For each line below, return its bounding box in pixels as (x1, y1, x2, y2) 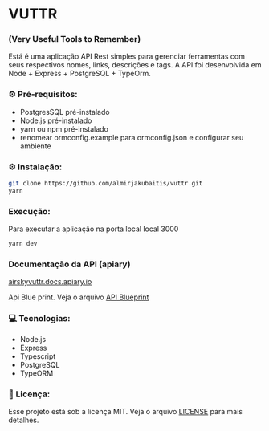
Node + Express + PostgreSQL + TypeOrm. (8, 69, 151, 79)
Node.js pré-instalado (19, 116, 92, 125)
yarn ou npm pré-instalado (19, 124, 108, 133)
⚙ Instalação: (8, 161, 63, 173)
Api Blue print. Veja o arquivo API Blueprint (8, 292, 149, 302)
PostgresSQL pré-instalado (19, 107, 110, 116)
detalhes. (8, 415, 39, 425)
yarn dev (8, 240, 38, 248)
